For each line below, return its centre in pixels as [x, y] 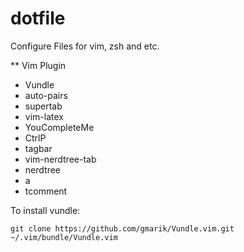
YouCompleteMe [59, 127]
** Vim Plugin [38, 65]
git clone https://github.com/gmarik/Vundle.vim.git [122, 228]
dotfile [38, 18]
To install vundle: [45, 210]
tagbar [38, 148]
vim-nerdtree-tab [60, 159]
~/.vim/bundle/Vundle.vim [64, 237]
